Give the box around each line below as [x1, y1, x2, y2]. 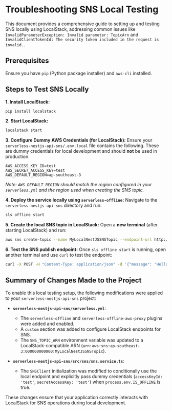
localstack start [5, 128, 42, 133]
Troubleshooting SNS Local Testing [5, 4, 159, 15]
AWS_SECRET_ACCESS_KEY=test [5, 168, 66, 173]
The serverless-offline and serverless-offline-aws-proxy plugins [20, 315, 163, 321]
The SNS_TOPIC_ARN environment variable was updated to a [20, 337, 143, 343]
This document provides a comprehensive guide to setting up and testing [5, 21, 160, 27]
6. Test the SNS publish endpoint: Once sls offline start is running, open [5, 246, 166, 253]
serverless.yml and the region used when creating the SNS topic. [5, 187, 144, 193]
